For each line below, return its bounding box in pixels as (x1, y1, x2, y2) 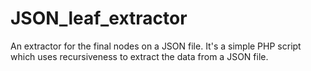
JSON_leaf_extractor (10, 7, 188, 30)
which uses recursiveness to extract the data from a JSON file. (10, 50, 269, 62)
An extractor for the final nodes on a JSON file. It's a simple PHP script (10, 40, 302, 52)
